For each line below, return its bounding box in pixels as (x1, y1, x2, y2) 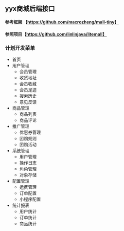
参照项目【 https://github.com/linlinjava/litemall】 (5, 31, 107, 37)
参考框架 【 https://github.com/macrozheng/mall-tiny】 (5, 19, 119, 25)
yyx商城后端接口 (5, 4, 55, 13)
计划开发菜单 (5, 44, 35, 51)
